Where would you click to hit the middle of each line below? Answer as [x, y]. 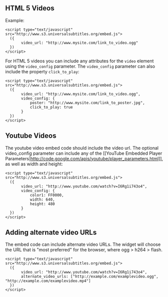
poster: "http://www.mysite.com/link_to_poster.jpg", [87, 103]
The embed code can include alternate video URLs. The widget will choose [83, 244]
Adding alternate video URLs [51, 232]
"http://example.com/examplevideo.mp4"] [48, 281]
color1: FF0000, [47, 195]
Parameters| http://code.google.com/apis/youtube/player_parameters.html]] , [84, 158]
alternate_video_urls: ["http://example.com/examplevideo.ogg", [90, 277]
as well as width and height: [34, 164]
